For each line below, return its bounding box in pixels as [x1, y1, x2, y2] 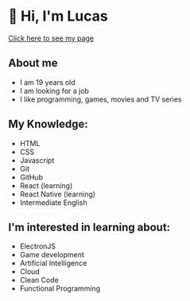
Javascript [19, 155, 55, 165]
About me [8, 56, 58, 70]
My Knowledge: [8, 118, 89, 131]
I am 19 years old [19, 77, 76, 87]
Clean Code [19, 276, 60, 285]
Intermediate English [19, 198, 87, 207]
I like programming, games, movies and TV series [19, 95, 182, 104]
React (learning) [19, 180, 73, 190]
